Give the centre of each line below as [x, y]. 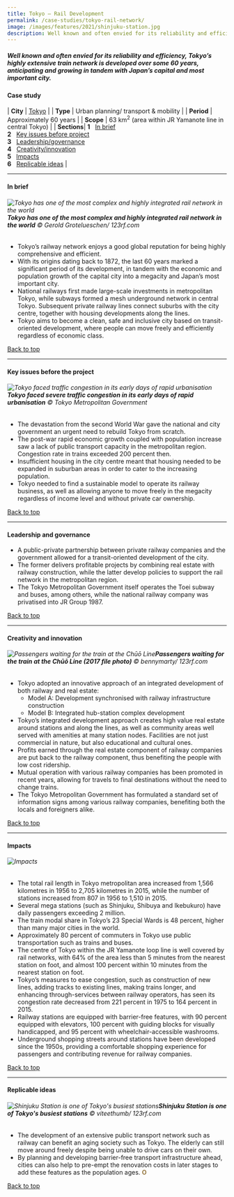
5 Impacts [23, 157]
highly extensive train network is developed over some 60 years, [103, 63]
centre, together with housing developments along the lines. [103, 313]
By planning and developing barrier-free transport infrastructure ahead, [120, 1157]
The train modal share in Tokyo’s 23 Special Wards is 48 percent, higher [120, 920]
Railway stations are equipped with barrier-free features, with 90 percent [122, 1017]
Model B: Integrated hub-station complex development [106, 713]
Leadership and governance [49, 535]
